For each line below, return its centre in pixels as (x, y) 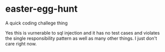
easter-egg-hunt (42, 9)
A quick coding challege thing (36, 23)
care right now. (21, 43)
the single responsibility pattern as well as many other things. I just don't (81, 38)
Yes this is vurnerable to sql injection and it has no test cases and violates (82, 33)
